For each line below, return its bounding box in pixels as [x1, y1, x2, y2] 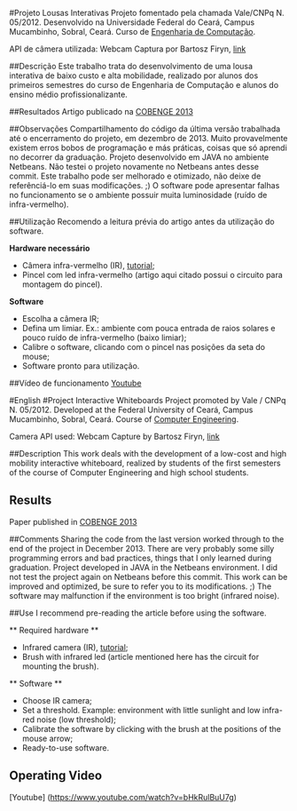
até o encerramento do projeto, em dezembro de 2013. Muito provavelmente [9, 133, 288, 143]
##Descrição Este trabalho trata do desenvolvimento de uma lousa [9, 61, 254, 71]
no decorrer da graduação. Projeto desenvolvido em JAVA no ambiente [9, 152, 270, 163]
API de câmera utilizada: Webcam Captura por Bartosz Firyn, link [9, 44, 246, 54]
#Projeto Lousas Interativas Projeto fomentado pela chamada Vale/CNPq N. [9, 8, 285, 18]
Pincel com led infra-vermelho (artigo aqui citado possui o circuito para [21, 270, 284, 280]
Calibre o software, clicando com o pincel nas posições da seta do [21, 342, 266, 352]
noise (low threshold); [36, 714, 117, 725]
